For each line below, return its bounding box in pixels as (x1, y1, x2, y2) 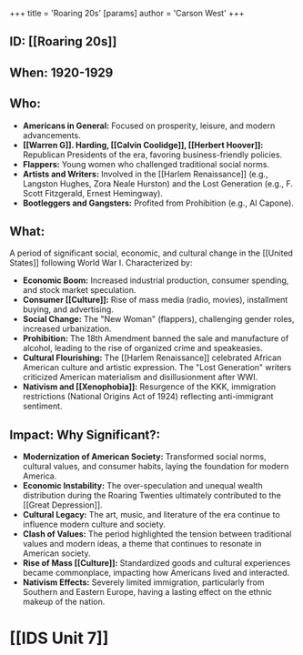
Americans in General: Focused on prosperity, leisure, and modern (22, 120, 276, 131)
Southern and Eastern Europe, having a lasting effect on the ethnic (22, 587, 273, 598)
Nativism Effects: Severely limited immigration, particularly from (22, 577, 265, 588)
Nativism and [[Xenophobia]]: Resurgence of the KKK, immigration (22, 381, 276, 392)
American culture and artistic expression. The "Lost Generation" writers (22, 362, 292, 373)
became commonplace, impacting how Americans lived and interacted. (22, 568, 290, 579)
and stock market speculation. (22, 285, 136, 296)
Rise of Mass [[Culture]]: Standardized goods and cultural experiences (22, 558, 291, 569)
